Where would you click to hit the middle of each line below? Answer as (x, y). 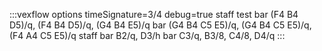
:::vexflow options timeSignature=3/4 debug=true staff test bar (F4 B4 (154, 14)
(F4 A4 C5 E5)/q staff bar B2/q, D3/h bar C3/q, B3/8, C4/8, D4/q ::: (147, 35)
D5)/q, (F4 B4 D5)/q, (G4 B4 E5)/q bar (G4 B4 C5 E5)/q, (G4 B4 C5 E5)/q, (160, 25)
